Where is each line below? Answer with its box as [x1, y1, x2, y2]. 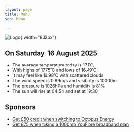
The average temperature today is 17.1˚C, [12, 62, 95, 68]
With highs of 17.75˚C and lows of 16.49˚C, [12, 67, 98, 73]
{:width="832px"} [20, 34, 57, 40]
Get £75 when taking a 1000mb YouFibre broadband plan [12, 121, 129, 127]
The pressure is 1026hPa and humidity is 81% [12, 83, 105, 89]
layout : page [5, 7, 32, 12]
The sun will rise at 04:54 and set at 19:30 [12, 88, 98, 94]
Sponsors [5, 103, 36, 111]
